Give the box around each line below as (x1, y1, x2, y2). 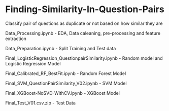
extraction (5, 35, 27, 42)
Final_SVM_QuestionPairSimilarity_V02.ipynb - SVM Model (5, 80, 127, 86)
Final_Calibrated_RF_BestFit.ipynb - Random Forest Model (5, 70, 126, 77)
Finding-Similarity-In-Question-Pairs (5, 4, 164, 15)
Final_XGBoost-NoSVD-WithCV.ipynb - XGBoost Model (5, 90, 120, 96)
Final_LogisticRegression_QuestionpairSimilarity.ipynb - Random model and (5, 55, 163, 61)
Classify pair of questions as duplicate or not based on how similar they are (5, 20, 163, 26)
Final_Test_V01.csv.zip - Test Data (5, 100, 76, 106)
